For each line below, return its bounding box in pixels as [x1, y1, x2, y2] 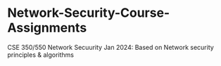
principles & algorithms [7, 51, 74, 59]
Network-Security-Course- [7, 5, 170, 21]
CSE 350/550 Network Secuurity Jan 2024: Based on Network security [7, 43, 215, 51]
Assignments [7, 20, 87, 36]
